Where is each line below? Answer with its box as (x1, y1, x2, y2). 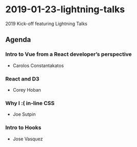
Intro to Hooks (5, 124, 42, 131)
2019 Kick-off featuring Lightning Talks (5, 20, 88, 27)
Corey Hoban (12, 87, 41, 93)
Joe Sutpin (12, 111, 36, 117)
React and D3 (5, 75, 40, 82)
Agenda (5, 35, 31, 44)
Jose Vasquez (12, 136, 43, 142)
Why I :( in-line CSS (5, 99, 55, 107)
